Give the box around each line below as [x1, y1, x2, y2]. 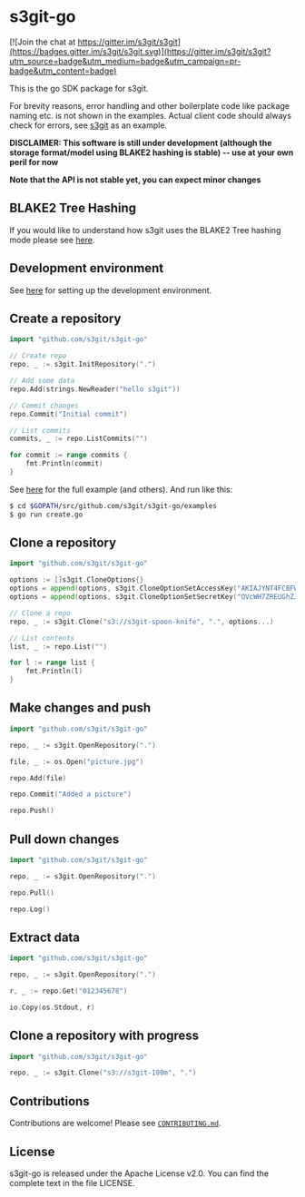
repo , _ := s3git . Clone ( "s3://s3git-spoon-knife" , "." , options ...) [9, 617, 274, 626]
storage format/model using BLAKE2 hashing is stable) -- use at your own [9, 147, 294, 158]
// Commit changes [9, 401, 79, 410]
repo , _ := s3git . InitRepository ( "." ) [9, 360, 156, 369]
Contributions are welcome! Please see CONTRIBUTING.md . [9, 1118, 221, 1129]
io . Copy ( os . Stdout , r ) [9, 1003, 95, 1012]
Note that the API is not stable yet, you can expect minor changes [9, 174, 261, 185]
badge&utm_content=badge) [9, 65, 117, 76]
